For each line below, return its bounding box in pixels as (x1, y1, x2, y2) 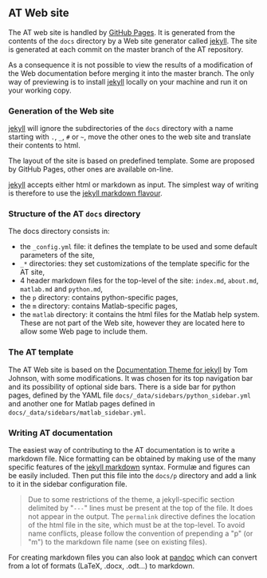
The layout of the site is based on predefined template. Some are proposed (8, 156, 255, 166)
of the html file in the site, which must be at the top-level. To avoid (27, 521, 245, 529)
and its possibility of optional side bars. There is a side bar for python (8, 382, 236, 391)
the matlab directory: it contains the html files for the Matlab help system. (19, 310, 260, 319)
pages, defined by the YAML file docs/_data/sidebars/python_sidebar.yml (8, 390, 251, 400)
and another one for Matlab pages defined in (8, 398, 155, 408)
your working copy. (8, 85, 72, 95)
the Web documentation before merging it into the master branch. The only (8, 68, 255, 78)
